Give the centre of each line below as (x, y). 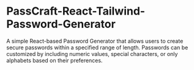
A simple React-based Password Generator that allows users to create (95, 41)
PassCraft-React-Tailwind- (76, 11)
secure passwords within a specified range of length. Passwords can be (97, 47)
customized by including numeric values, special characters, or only (92, 54)
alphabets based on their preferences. (54, 60)
